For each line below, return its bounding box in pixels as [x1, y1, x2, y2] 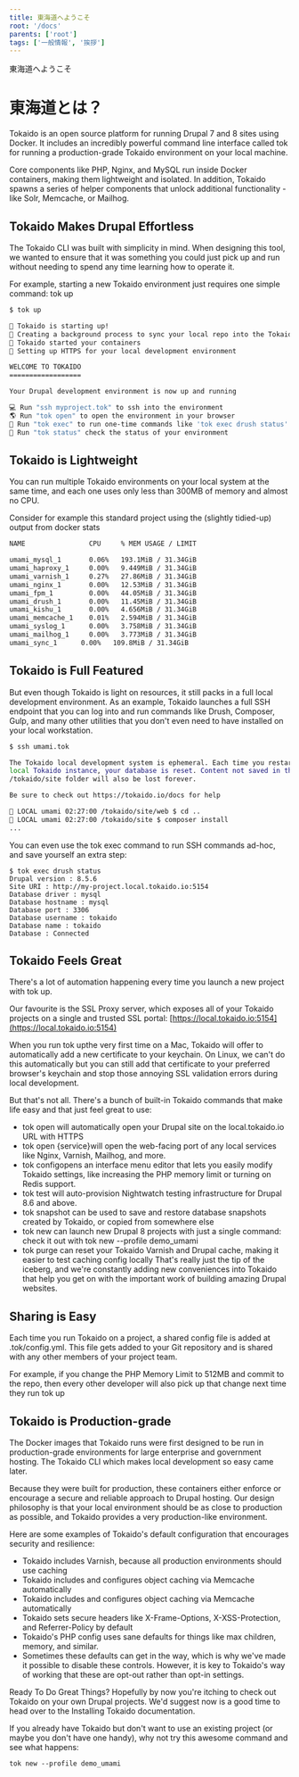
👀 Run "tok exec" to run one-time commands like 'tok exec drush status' [9, 419, 289, 428]
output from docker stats [9, 522, 101, 533]
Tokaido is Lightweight [9, 453, 138, 468]
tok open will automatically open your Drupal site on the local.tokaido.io [21, 1122, 285, 1133]
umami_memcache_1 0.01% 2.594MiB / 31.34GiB [9, 613, 198, 623]
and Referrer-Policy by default [21, 1622, 133, 1633]
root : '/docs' [9, 21, 62, 30]
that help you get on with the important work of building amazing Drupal [21, 1274, 287, 1284]
